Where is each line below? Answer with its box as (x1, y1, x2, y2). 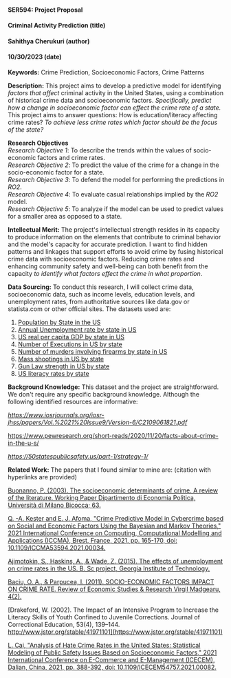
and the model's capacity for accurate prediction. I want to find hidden (8, 240, 208, 248)
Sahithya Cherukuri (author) (8, 37, 90, 45)
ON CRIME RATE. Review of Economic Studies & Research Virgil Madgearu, (8, 585, 221, 593)
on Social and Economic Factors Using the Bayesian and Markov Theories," (8, 521, 221, 530)
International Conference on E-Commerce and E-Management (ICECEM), (8, 655, 215, 664)
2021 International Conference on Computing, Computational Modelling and (8, 528, 222, 537)
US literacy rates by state (17, 369, 89, 377)
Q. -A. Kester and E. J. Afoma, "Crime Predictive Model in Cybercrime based (8, 514, 224, 522)
